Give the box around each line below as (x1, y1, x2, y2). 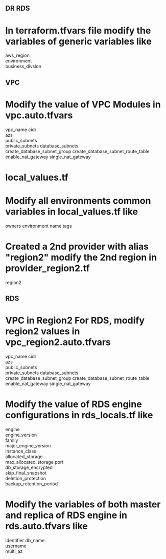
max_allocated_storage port (5, 459, 64, 465)
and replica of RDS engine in (5, 509, 128, 521)
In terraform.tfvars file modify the (5, 25, 151, 36)
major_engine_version (5, 442, 51, 448)
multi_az (5, 548, 23, 554)
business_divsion (5, 63, 42, 70)
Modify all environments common (5, 195, 151, 207)
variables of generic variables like (5, 35, 152, 47)
